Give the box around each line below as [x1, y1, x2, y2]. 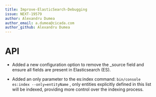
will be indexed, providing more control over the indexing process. [12, 86, 144, 92]
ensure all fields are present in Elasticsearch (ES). [12, 67, 111, 73]
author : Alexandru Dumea [5, 16, 55, 21]
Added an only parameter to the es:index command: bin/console [12, 76, 141, 82]
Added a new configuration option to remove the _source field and [12, 62, 144, 68]
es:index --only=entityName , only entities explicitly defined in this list [12, 82, 151, 87]
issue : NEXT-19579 [5, 12, 42, 16]
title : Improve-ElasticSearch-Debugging [5, 7, 88, 12]
